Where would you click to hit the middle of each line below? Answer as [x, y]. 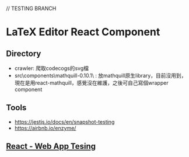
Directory [24, 53]
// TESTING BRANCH [31, 8]
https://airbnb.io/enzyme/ [45, 128]
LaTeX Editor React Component [83, 32]
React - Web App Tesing [51, 146]
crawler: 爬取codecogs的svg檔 [52, 68]
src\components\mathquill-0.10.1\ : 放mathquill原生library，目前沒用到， [100, 76]
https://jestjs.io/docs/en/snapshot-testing [64, 121]
